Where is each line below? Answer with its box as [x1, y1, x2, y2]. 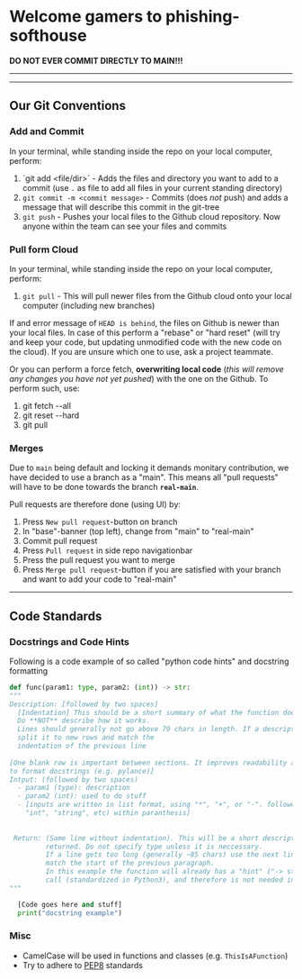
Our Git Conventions [9, 98, 126, 113]
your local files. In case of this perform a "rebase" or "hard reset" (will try [9, 327, 280, 338]
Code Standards [9, 608, 102, 623]
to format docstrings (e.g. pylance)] [9, 766, 155, 775]
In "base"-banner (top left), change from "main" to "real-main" [22, 526, 254, 537]
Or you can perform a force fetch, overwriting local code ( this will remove [9, 363, 285, 375]
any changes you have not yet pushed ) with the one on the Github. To [9, 373, 269, 384]
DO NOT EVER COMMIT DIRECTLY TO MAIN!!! [9, 55, 183, 66]
